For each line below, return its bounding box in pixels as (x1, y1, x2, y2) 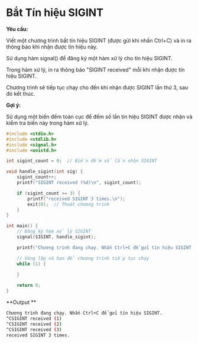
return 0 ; (17, 283, 41, 289)
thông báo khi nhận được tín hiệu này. (6, 43, 98, 50)
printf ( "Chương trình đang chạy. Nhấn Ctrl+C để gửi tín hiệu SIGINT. (17, 244, 194, 251)
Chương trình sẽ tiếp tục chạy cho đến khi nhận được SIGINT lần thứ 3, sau (6, 83, 189, 91)
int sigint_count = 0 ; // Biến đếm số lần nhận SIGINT (6, 158, 158, 164)
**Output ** (6, 299, 37, 306)
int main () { (6, 223, 38, 229)
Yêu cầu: (6, 25, 28, 33)
